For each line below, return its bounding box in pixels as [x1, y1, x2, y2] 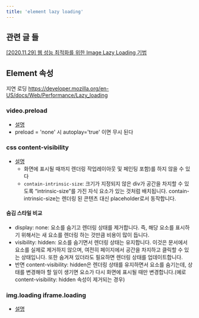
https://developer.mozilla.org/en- [28, 85, 109, 92]
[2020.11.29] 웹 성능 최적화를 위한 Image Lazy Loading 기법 [6, 49, 147, 56]
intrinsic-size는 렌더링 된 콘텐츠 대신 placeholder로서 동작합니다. [23, 194, 176, 202]
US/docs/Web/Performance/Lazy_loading [6, 92, 108, 99]
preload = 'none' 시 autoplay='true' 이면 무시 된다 [14, 128, 134, 136]
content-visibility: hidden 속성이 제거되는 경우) [14, 276, 125, 283]
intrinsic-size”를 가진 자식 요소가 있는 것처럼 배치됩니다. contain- [37, 187, 189, 194]
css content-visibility [6, 143, 70, 152]
